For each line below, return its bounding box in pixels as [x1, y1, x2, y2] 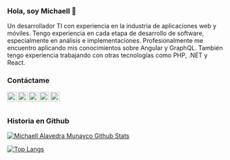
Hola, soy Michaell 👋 [7, 6, 77, 16]
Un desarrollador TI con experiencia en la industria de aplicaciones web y [7, 22, 217, 30]
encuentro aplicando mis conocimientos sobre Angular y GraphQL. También [7, 44, 223, 52]
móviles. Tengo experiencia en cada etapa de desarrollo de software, [7, 29, 204, 37]
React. [7, 59, 26, 67]
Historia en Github [7, 116, 70, 126]
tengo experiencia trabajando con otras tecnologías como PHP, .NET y [7, 51, 208, 59]
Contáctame [7, 76, 50, 86]
